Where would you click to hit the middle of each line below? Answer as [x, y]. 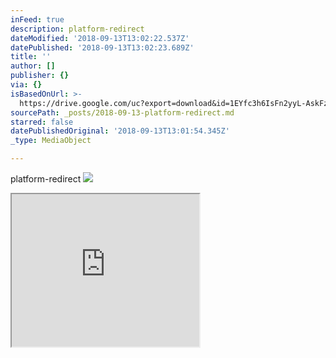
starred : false [42, 122]
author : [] [33, 66]
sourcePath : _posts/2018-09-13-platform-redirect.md [122, 112]
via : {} [26, 85]
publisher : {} [40, 76]
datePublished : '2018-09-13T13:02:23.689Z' [102, 47]
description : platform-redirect [77, 29]
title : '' [31, 57]
